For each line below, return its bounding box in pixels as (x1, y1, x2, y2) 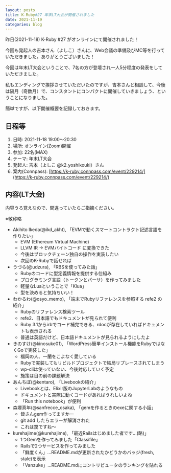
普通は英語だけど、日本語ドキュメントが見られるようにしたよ (20, 334, 150, 340)
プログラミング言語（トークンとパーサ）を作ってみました (20, 277, 141, 283)
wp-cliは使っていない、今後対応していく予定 (20, 366, 114, 372)
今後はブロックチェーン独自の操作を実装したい (20, 251, 119, 257)
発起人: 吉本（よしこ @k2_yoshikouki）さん (12, 162, 104, 168)
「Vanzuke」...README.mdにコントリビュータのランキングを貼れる (20, 462, 163, 468)
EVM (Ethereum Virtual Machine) (20, 238, 89, 244)
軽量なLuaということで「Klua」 (20, 283, 87, 289)
